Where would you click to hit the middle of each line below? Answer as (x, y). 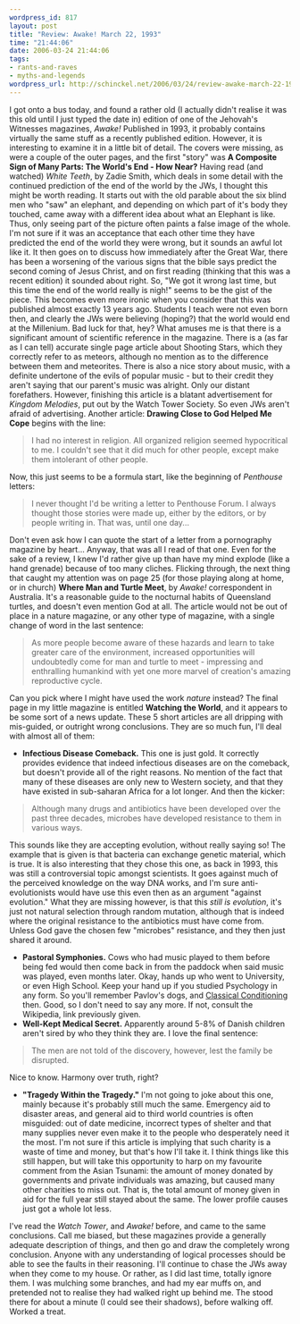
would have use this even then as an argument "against (159, 892)
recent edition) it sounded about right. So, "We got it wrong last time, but (143, 280)
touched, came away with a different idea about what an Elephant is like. (142, 214)
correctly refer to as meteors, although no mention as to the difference (139, 356)
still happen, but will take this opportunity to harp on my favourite (142, 1161)
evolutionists (33, 892)
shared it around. (41, 940)
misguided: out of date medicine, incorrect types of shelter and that (146, 1123)
